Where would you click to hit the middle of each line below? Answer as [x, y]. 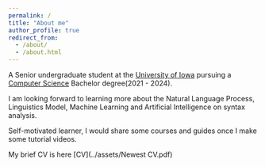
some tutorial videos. [42, 139]
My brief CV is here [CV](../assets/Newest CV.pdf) [90, 154]
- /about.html [38, 52]
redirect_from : [33, 38]
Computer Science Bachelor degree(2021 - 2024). [90, 83]
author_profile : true [44, 30]
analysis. [23, 115]
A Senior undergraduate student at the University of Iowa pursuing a [120, 75]
